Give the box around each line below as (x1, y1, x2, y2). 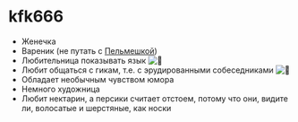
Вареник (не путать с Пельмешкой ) (21, 45, 158, 56)
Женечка (21, 36, 56, 47)
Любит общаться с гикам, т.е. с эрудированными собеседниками (21, 65, 274, 75)
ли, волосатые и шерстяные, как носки (21, 102, 172, 113)
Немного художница (21, 83, 100, 94)
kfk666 (8, 6, 64, 27)
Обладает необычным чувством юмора (21, 74, 175, 84)
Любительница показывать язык (21, 55, 147, 65)
